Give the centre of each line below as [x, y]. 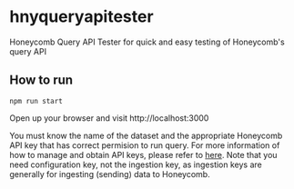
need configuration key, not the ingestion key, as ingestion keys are [136, 164]
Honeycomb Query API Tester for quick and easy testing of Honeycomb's [147, 42]
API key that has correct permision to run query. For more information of [145, 145]
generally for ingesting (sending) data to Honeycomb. [110, 174]
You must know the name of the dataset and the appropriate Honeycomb [146, 135]
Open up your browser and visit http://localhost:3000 [109, 118]
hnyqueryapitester [81, 17]
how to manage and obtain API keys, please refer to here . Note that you [143, 154]
